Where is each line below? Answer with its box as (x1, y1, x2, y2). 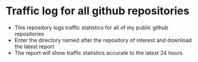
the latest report (14, 43, 55, 50)
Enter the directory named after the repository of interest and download (14, 36, 192, 44)
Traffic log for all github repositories (5, 4, 190, 18)
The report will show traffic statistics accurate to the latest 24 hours (14, 49, 183, 56)
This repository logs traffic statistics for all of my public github (14, 24, 169, 31)
